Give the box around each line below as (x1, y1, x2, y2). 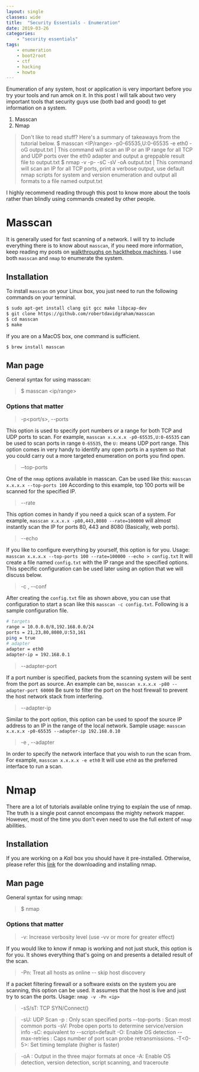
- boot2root (17, 53, 46, 59)
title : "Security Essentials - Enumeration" (6, 20, 120, 25)
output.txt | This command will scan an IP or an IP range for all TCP (29, 146, 193, 153)
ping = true (6, 635, 36, 641)
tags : (6, 42, 20, 48)
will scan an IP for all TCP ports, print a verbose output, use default (20, 165, 185, 172)
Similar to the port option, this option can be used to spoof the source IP (6, 715, 182, 723)
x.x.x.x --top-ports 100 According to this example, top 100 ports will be (6, 482, 185, 489)
